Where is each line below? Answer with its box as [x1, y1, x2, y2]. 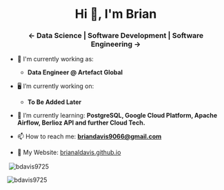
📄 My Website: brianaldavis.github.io [17, 148, 121, 157]
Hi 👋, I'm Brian [74, 6, 157, 22]
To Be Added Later [27, 98, 82, 106]
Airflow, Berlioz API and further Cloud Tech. [17, 118, 146, 127]
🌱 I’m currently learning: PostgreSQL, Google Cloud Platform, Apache [17, 112, 218, 120]
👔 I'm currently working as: [17, 55, 94, 63]
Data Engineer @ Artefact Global [27, 68, 123, 76]
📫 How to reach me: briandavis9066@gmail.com [17, 132, 162, 140]
